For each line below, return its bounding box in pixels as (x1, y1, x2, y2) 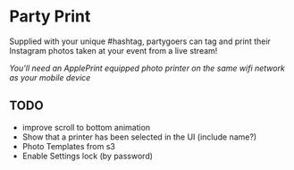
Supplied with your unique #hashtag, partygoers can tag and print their (9, 36, 271, 47)
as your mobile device (9, 72, 91, 82)
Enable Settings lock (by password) (21, 150, 154, 161)
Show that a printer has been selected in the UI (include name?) (21, 132, 257, 142)
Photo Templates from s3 (21, 140, 116, 151)
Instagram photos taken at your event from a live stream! (9, 45, 218, 55)
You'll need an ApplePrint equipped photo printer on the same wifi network (9, 63, 286, 73)
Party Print (9, 6, 91, 27)
